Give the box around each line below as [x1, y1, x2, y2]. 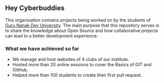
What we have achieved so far [5, 45, 79, 52]
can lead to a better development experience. [5, 33, 98, 39]
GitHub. [12, 67, 28, 73]
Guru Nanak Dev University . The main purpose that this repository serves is [5, 22, 160, 28]
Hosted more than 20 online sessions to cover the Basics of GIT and [12, 62, 152, 68]
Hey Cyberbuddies [5, 4, 65, 12]
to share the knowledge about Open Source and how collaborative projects [5, 27, 159, 34]
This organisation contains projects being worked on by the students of [5, 17, 151, 23]
